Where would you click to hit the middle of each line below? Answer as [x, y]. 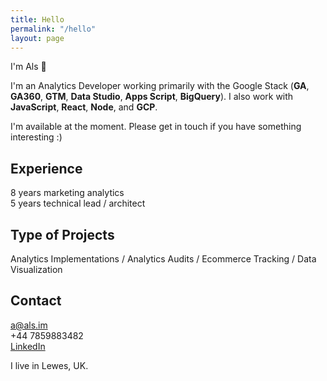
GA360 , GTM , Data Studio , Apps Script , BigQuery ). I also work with [152, 97]
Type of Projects [62, 234]
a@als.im [29, 325]
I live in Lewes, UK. [49, 365]
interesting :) [36, 137]
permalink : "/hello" [53, 29]
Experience [46, 168]
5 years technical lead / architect [78, 203]
